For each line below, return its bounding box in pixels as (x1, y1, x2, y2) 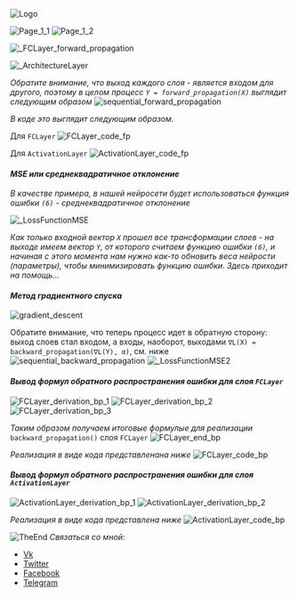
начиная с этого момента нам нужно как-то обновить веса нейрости (10, 251, 276, 262)
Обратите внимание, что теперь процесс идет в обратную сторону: (10, 327, 268, 338)
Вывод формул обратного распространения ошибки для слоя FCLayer (10, 376, 284, 386)
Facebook (22, 568, 60, 578)
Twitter (22, 558, 50, 569)
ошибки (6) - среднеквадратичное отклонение (10, 198, 190, 208)
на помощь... (10, 270, 60, 280)
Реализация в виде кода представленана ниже (10, 449, 191, 460)
